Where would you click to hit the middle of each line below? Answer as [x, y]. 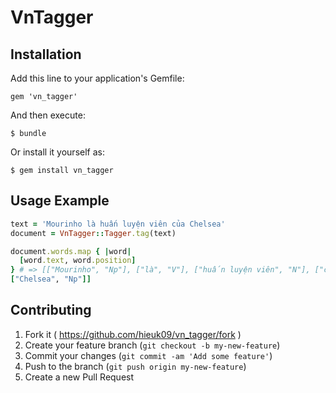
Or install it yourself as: [57, 152]
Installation [46, 54]
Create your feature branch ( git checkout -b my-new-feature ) [152, 345]
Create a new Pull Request [79, 377]
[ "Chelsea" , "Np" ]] [51, 279]
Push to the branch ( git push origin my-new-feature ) [135, 366]
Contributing [51, 310]
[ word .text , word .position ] [78, 261]
